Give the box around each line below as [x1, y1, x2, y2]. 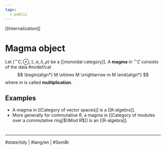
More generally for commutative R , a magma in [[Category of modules [12, 112, 156, 118]
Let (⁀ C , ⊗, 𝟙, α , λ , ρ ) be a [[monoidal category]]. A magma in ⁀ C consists [5, 59, 159, 65]
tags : [5, 7, 16, 12]
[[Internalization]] [5, 25, 41, 31]
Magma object [5, 42, 66, 54]
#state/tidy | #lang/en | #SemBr [5, 139, 70, 146]
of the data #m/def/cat [5, 64, 51, 70]
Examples [5, 94, 36, 102]
